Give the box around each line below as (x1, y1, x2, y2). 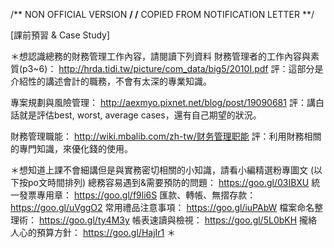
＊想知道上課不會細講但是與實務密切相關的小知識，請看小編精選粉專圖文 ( (10, 164, 315, 176)
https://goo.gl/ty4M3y (38, 214, 130, 226)
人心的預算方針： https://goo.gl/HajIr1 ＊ (10, 227, 177, 238)
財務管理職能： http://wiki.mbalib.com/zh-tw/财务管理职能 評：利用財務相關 (10, 130, 322, 142)
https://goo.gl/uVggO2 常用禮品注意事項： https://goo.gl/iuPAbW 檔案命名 (10, 202, 315, 213)
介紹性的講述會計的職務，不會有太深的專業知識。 (10, 75, 212, 87)
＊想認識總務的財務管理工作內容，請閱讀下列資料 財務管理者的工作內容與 (10, 50, 311, 62)
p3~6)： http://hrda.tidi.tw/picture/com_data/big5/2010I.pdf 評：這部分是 (22, 63, 324, 74)
